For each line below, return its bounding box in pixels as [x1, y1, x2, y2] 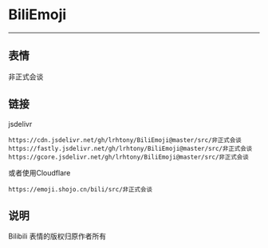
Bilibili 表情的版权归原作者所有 [8, 231, 107, 241]
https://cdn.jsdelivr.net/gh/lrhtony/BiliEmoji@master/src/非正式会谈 [8, 136, 242, 144]
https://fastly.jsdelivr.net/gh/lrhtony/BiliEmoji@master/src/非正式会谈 [8, 144, 253, 152]
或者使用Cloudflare [8, 167, 71, 177]
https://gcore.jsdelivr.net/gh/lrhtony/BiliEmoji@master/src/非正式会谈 [8, 153, 249, 161]
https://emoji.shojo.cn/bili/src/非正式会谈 [8, 185, 153, 193]
